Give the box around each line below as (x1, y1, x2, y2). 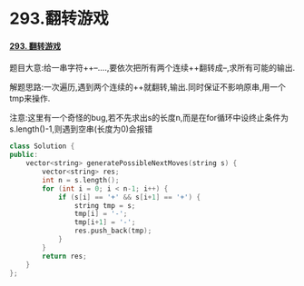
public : (9, 151, 39, 160)
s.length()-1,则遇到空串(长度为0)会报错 (9, 123, 153, 134)
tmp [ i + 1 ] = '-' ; (74, 218, 136, 227)
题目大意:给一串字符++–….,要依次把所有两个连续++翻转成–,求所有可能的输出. (9, 63, 296, 74)
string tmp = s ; (74, 201, 136, 210)
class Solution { (9, 142, 75, 151)
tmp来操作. (9, 93, 51, 104)
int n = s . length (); (42, 175, 120, 184)
